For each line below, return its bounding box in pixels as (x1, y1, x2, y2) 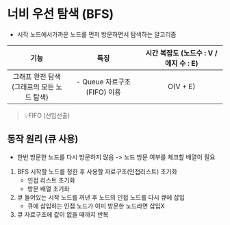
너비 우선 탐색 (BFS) (7, 6, 114, 22)
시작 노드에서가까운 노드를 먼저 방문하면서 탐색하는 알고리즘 (16, 30, 177, 38)
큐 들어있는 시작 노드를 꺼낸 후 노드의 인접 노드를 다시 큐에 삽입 (16, 193, 185, 201)
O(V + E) (167, 82, 196, 91)
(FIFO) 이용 (85, 87, 121, 97)
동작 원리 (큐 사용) (7, 133, 79, 145)
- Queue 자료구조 (75, 77, 131, 86)
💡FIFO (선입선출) (23, 111, 71, 119)
